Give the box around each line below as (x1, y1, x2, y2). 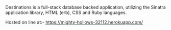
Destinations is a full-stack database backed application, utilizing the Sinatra (5, 4, 166, 10)
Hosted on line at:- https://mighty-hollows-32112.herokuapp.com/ (5, 19, 143, 25)
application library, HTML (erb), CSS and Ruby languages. (5, 9, 127, 15)
